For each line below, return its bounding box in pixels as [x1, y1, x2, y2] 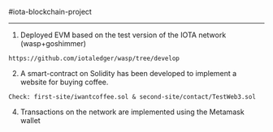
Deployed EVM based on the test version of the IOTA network [19, 30, 227, 40]
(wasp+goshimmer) [19, 39, 87, 48]
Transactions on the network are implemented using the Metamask [19, 107, 245, 117]
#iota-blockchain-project [8, 7, 92, 16]
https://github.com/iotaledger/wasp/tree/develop [8, 54, 180, 62]
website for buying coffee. [19, 77, 109, 87]
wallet [19, 116, 41, 125]
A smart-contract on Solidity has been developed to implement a [19, 69, 237, 78]
